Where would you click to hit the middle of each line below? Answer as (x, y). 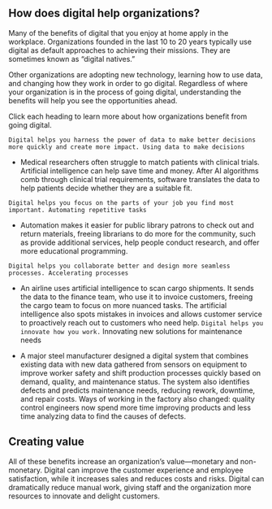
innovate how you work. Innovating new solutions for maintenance (131, 331)
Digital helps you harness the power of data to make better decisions (132, 140)
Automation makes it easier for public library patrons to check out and (137, 225)
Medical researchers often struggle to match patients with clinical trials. (140, 162)
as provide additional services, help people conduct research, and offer (140, 242)
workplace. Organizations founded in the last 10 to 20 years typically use (130, 41)
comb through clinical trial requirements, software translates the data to (140, 179)
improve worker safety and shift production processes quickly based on (140, 372)
